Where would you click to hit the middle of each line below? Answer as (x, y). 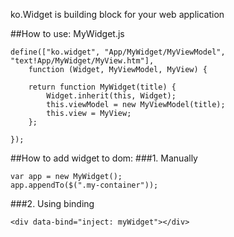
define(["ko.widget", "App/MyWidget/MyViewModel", (118, 52)
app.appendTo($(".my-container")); (84, 185)
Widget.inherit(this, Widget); (111, 96)
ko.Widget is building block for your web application (117, 14)
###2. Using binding (52, 203)
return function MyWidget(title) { (102, 87)
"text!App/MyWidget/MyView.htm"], (82, 61)
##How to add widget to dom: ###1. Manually (104, 158)
